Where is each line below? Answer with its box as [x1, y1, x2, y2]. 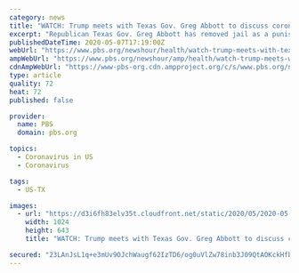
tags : [9, 177, 29, 186]
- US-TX [17, 185, 46, 194]
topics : [9, 144, 38, 154]
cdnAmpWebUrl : [9, 63, 62, 72]
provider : [9, 112, 46, 121]
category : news [9, 12, 66, 22]
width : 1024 [25, 218, 69, 227]
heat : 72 [9, 87, 42, 96]
